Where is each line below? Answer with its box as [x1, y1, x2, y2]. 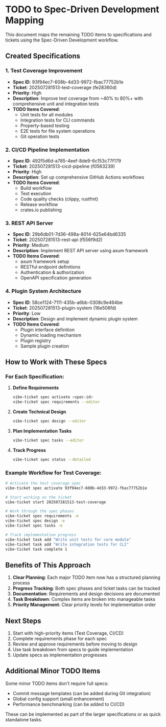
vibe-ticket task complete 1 [5, 547, 67, 552]
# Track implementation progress [5, 532, 77, 537]
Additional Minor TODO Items [5, 667, 101, 675]
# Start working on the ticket [5, 495, 72, 500]
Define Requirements [12, 385, 59, 391]
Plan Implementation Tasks [12, 428, 72, 434]
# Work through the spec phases [5, 509, 74, 514]
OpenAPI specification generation [20, 275, 92, 281]
